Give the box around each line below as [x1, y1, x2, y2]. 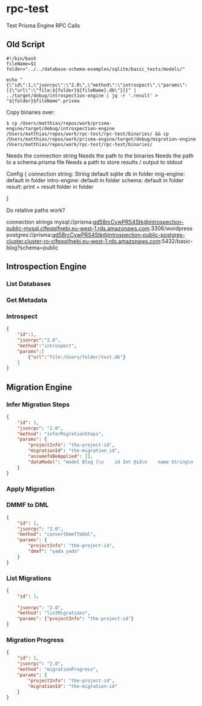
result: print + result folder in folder [6, 183, 94, 190]
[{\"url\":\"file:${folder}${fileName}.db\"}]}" [6, 87, 131, 93]
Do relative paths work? [6, 206, 65, 214]
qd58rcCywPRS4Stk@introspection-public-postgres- [52, 231, 186, 238]
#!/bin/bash [6, 55, 36, 62]
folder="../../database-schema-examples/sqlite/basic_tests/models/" [6, 66, 186, 72]
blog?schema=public [6, 244, 59, 251]
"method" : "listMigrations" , [17, 610, 91, 616]
